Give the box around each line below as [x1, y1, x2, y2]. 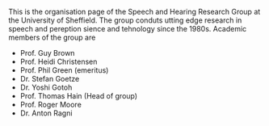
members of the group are [8, 32, 96, 42]
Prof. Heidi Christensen [19, 57, 98, 66]
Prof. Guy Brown [19, 48, 75, 57]
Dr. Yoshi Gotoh [19, 82, 73, 92]
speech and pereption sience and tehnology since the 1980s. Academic [8, 24, 247, 33]
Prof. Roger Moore [19, 100, 82, 109]
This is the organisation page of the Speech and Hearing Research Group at [8, 7, 261, 16]
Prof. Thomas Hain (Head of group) [19, 91, 138, 100]
